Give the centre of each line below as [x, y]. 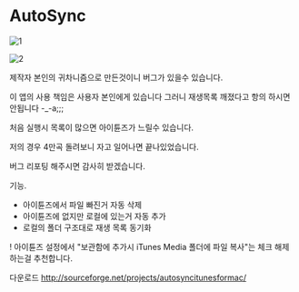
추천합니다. [53, 258]
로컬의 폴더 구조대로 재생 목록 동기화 [87, 227]
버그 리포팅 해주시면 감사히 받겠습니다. [77, 166]
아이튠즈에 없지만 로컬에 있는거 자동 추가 [94, 216]
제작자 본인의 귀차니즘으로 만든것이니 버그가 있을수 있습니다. [116, 77]
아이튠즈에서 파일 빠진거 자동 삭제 [82, 205]
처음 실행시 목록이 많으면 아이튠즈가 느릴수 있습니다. [101, 127]
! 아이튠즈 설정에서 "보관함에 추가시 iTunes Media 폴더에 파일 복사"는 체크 [141, 247]
